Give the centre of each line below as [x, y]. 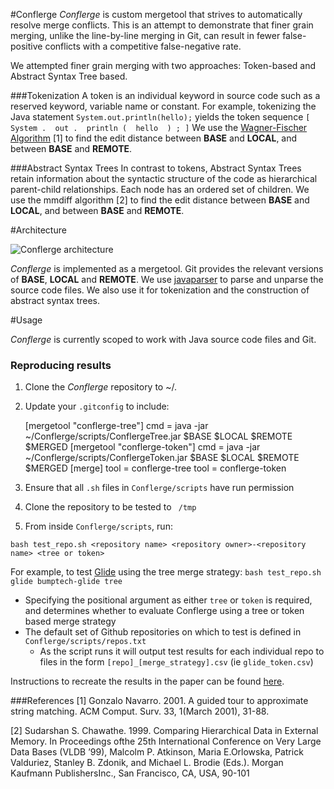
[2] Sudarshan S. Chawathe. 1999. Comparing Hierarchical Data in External [164, 731]
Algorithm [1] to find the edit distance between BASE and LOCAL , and [154, 138]
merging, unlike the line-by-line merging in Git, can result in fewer [145, 35]
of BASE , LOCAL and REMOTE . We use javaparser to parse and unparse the [167, 279]
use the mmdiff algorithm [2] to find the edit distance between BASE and [160, 200]
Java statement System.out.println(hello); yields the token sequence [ [160, 117]
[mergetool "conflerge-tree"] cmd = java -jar [116, 426]
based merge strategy [70, 621]
